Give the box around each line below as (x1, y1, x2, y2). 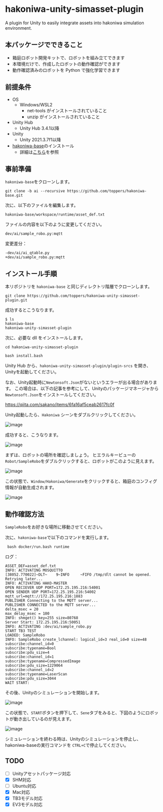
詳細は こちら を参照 (19, 149, 59, 155)
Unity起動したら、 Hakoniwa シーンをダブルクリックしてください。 (5, 412, 138, 418)
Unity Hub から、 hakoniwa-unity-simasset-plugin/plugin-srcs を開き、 (5, 362, 151, 369)
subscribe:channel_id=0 (5, 641, 54, 646)
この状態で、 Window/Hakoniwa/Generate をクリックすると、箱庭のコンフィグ (5, 478, 158, 484)
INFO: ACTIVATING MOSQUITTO (5, 568, 63, 573)
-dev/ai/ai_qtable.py (5, 251, 50, 256)
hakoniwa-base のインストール (12, 142, 74, 149)
